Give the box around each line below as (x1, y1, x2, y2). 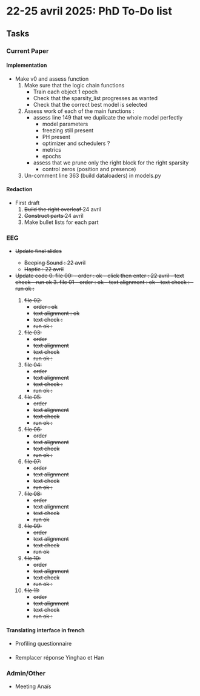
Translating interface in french (6, 626, 85, 633)
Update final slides (15, 248, 62, 255)
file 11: (24, 587, 40, 594)
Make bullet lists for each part (24, 218, 99, 226)
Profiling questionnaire (15, 640, 72, 647)
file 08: (24, 490, 42, 498)
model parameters (42, 120, 88, 127)
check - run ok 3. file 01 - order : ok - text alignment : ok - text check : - (15, 279, 194, 286)
